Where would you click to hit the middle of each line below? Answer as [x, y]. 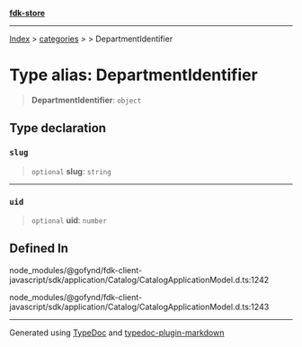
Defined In [39, 249]
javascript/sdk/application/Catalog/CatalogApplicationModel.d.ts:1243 [139, 307]
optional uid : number [69, 220]
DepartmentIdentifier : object [86, 100]
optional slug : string [71, 171]
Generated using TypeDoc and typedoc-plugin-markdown [117, 333]
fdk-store [27, 13]
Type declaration [58, 128]
